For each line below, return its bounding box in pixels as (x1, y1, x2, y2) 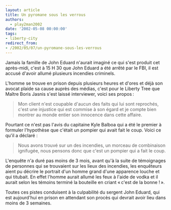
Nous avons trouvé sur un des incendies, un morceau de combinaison (17, 142, 166, 148)
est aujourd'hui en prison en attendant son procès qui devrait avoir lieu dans (5, 194, 166, 200)
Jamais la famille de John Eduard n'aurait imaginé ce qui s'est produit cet (5, 59, 160, 65)
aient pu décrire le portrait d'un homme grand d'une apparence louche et (5, 168, 160, 174)
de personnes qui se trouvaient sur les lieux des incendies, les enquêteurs (5, 163, 162, 169)
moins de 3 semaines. (5, 200, 52, 206)
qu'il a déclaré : (5, 132, 38, 138)
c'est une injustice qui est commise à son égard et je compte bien (17, 106, 157, 112)
